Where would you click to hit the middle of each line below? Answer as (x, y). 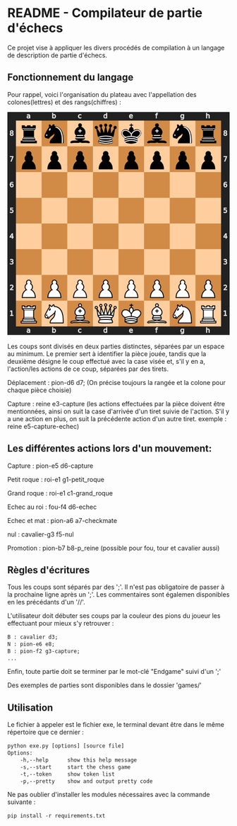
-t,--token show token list (67, 774)
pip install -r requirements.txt (56, 816)
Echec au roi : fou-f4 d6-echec (52, 507)
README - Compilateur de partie (105, 13)
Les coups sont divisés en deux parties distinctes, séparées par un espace (116, 346)
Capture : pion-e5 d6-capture (50, 466)
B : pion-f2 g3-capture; (44, 652)
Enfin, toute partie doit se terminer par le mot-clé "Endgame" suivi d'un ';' (114, 672)
